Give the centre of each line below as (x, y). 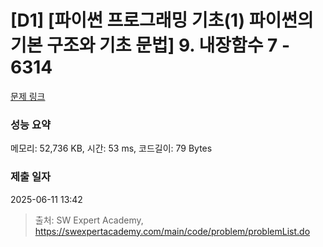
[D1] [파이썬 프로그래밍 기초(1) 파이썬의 (162, 20)
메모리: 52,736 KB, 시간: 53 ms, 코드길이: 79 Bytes (111, 148)
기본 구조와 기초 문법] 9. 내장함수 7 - (150, 45)
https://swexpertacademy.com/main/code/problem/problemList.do (172, 231)
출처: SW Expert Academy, (89, 220)
